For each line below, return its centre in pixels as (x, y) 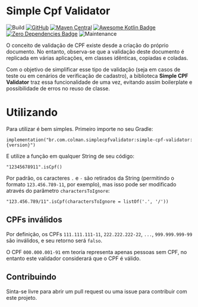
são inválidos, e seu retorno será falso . (54, 240)
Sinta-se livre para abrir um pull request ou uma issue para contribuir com (97, 291)
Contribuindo (31, 277)
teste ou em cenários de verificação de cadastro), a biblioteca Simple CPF (97, 76)
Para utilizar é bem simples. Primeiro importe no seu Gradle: (80, 129)
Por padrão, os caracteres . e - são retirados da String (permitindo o (90, 178)
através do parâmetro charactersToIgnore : (58, 190)
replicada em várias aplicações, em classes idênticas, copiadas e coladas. (97, 58)
